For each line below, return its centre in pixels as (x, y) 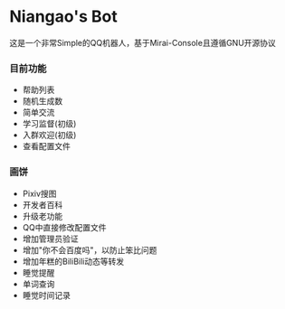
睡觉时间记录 (46, 295)
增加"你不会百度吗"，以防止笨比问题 (90, 249)
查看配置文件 (46, 146)
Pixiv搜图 (39, 193)
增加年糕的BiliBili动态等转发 (73, 261)
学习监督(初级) (49, 124)
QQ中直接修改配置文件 (64, 227)
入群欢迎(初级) (49, 135)
